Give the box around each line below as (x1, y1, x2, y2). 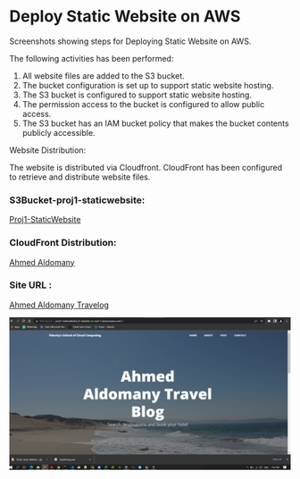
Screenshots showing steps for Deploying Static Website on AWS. (9, 36, 252, 46)
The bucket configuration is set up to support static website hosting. (21, 80, 274, 90)
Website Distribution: (9, 145, 87, 155)
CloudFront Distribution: (9, 237, 117, 249)
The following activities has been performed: (9, 53, 174, 63)
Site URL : (9, 279, 52, 291)
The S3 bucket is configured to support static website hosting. (21, 89, 253, 100)
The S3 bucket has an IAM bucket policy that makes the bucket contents (21, 118, 289, 129)
